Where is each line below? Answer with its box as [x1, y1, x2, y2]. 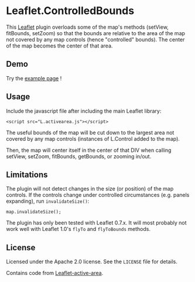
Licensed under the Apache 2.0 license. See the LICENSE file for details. [6, 258, 177, 265]
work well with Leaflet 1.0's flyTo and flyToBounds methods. [6, 226, 151, 233]
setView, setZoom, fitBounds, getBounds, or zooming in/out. [6, 152, 152, 159]
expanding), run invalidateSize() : [6, 198, 90, 205]
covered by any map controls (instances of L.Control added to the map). [6, 135, 180, 142]
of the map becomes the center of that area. [6, 42, 113, 49]
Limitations [6, 169, 48, 179]
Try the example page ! [6, 74, 62, 81]
